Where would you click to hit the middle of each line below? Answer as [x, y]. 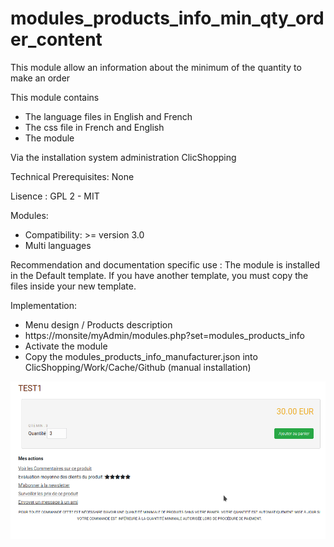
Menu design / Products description [98, 324]
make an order [40, 78]
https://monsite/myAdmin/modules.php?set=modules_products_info [164, 335]
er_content [56, 39]
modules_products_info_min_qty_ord [167, 18]
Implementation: [44, 305]
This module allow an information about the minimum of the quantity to [156, 67]
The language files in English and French [108, 116]
